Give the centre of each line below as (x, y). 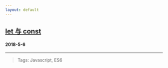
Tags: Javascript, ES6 (40, 60)
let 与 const (23, 31)
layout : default (22, 10)
